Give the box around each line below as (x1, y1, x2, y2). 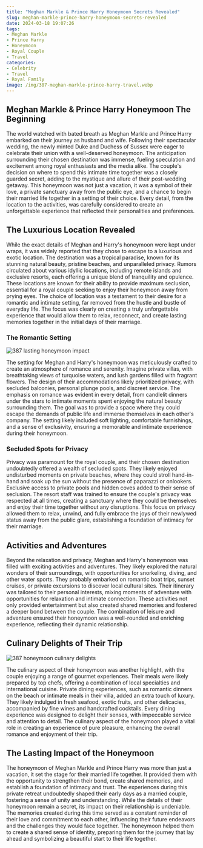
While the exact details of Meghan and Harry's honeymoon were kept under (6, 240, 196, 248)
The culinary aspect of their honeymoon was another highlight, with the (6, 666, 185, 673)
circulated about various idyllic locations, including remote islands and (6, 267, 182, 274)
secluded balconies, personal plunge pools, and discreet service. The (6, 384, 181, 391)
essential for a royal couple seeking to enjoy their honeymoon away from (6, 286, 188, 293)
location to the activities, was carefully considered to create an (6, 200, 164, 208)
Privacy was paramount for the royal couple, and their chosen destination (6, 459, 190, 466)
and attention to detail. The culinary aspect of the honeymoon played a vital (6, 717, 195, 724)
